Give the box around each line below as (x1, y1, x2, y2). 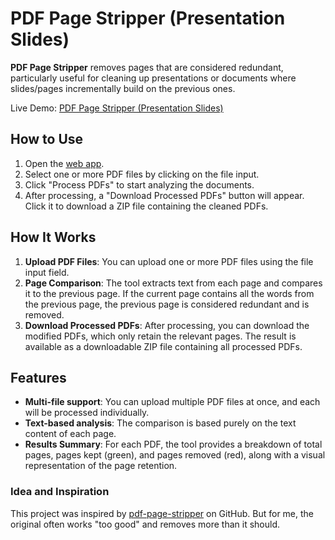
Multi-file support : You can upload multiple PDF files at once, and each (24, 396, 321, 408)
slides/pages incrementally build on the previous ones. (10, 82, 236, 94)
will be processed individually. (24, 407, 150, 419)
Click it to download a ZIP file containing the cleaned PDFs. (24, 200, 269, 212)
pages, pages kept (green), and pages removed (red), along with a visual (24, 449, 326, 461)
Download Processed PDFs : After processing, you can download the (24, 319, 310, 331)
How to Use (10, 131, 84, 148)
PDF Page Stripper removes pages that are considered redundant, (10, 61, 284, 73)
